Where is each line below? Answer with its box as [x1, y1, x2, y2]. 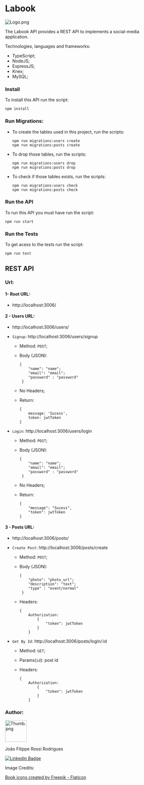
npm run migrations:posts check [12, 187, 78, 192]
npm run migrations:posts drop [12, 165, 76, 170]
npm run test [5, 251, 32, 256]
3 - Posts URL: [5, 524, 35, 530]
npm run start [5, 219, 34, 224]
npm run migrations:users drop [12, 161, 76, 165]
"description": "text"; [28, 582, 76, 587]
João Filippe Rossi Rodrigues [5, 746, 63, 752]
